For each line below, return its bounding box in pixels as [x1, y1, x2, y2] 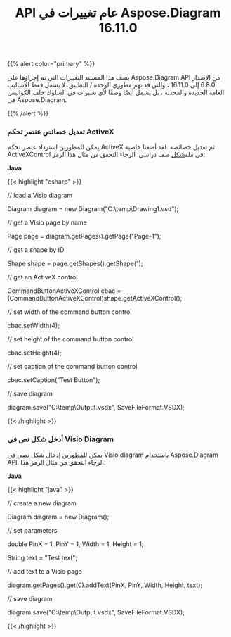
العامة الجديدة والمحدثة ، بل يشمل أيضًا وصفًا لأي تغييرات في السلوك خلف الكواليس [7, 88, 225, 96]
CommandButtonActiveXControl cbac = [7, 286, 121, 295]
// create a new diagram [7, 498, 77, 507]
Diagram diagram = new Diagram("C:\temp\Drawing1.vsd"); [7, 205, 179, 213]
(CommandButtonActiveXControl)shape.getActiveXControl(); [7, 294, 183, 303]
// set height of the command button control [7, 335, 134, 343]
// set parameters [7, 526, 58, 534]
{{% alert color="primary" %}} [7, 60, 95, 68]
